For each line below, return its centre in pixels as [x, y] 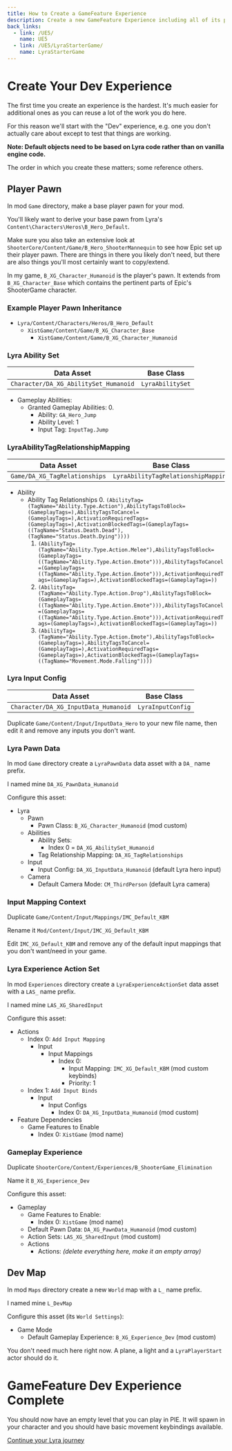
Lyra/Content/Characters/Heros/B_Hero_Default [85, 323]
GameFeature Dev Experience [94, 1385]
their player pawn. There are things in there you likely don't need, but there [114, 254]
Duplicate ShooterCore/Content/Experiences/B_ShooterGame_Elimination [110, 1167]
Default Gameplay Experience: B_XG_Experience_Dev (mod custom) [122, 1337]
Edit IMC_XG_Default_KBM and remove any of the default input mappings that [114, 944]
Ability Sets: [55, 840]
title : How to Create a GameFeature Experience [77, 13]
